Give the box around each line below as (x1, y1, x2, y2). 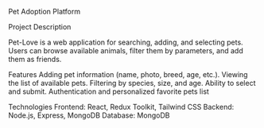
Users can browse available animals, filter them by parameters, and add (8, 46, 244, 55)
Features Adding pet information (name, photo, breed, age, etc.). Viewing (8, 70, 248, 79)
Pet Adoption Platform (8, 7, 81, 16)
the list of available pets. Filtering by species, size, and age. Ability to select (8, 79, 256, 87)
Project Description (8, 22, 72, 31)
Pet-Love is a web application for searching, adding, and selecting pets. (8, 37, 244, 47)
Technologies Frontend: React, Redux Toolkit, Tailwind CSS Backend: (8, 103, 235, 111)
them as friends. (8, 55, 62, 64)
